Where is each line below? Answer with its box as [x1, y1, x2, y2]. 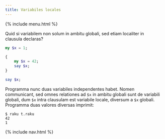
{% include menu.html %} [5, 21, 58, 27]
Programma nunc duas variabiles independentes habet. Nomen [5, 86, 135, 92]
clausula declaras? [5, 36, 44, 42]
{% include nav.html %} [5, 129, 54, 135]
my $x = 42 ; [14, 59, 39, 64]
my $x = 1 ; [5, 45, 28, 50]
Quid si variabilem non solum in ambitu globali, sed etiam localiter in [5, 30, 144, 36]
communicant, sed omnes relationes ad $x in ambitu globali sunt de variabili [5, 91, 160, 97]
